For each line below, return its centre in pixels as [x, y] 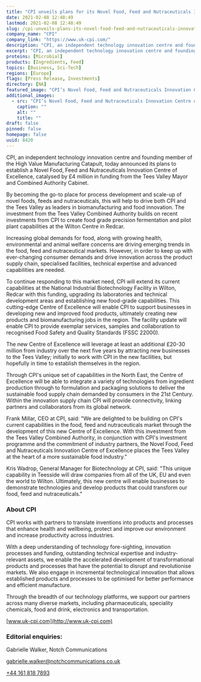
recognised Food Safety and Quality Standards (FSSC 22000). [83, 332]
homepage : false [26, 135]
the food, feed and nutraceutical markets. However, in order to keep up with [100, 250]
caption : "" [32, 107]
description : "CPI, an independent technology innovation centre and [95, 46]
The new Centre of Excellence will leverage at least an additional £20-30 [96, 344]
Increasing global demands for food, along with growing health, [84, 238]
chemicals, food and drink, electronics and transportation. [78, 609]
